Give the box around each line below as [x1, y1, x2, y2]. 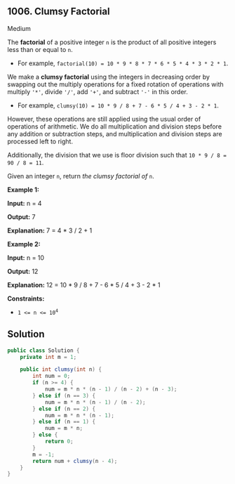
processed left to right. [7, 137, 74, 145]
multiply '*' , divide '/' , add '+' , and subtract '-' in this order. [7, 87, 188, 96]
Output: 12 [7, 267, 39, 275]
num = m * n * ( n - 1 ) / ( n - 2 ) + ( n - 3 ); [44, 386, 177, 393]
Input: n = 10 [7, 253, 44, 262]
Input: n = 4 [7, 199, 42, 207]
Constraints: [7, 294, 45, 303]
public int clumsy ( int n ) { [20, 366, 102, 373]
